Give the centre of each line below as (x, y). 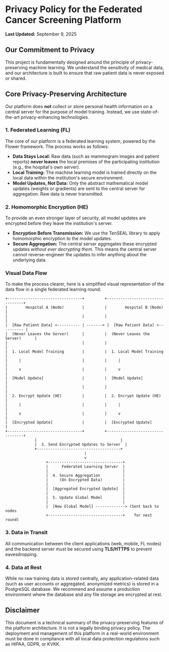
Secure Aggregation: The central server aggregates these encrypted (85, 244)
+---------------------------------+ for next (99, 516)
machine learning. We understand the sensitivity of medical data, (96, 67)
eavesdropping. (21, 554)
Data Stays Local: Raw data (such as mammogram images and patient (86, 156)
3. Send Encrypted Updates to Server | (84, 445)
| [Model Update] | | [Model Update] (74, 378)
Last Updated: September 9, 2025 (41, 34)
